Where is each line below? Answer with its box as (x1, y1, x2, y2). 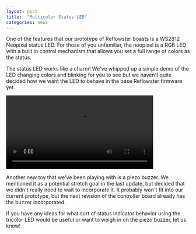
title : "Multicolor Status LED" (6, 14, 87, 20)
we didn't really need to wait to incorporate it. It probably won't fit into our (6, 186, 184, 193)
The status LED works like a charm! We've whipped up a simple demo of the (6, 65, 190, 72)
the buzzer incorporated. (6, 198, 66, 205)
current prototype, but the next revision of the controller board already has (6, 192, 185, 199)
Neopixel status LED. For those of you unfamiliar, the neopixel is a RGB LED (6, 41, 187, 48)
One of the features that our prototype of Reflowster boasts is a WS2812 (6, 36, 180, 43)
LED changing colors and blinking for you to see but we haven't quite (6, 71, 172, 79)
